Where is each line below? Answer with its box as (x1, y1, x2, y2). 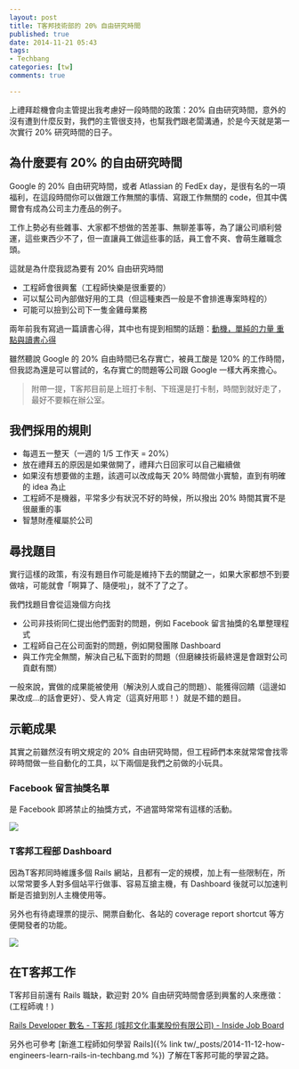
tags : (9, 46, 29, 55)
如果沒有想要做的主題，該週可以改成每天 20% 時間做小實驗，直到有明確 (21, 470, 287, 481)
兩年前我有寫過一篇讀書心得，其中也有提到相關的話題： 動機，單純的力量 (9, 322, 274, 334)
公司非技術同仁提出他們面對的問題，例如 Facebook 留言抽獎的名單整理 (21, 618, 282, 629)
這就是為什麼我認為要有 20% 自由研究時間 (9, 263, 164, 273)
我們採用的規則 (9, 422, 92, 437)
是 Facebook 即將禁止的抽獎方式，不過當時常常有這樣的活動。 (9, 804, 238, 815)
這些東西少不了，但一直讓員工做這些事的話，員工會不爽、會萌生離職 (24, 233, 274, 243)
